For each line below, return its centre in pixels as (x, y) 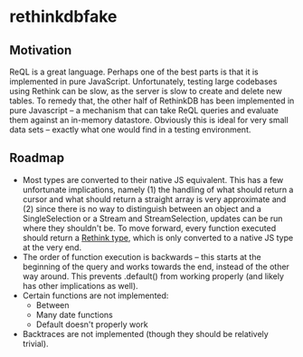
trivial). (35, 343)
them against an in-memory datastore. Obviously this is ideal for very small (149, 120)
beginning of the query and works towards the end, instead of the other (156, 266)
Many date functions (74, 314)
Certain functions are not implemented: (95, 295)
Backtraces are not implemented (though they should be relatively (145, 333)
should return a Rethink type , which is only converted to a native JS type (158, 237)
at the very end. (52, 247)
